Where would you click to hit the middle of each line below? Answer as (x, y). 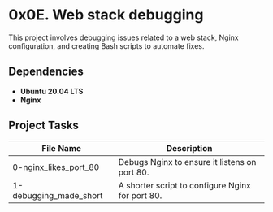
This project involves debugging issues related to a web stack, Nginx (123, 37)
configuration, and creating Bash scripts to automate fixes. (106, 45)
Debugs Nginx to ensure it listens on (187, 162)
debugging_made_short (58, 195)
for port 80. (140, 195)
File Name (62, 148)
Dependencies (46, 72)
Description (189, 148)
